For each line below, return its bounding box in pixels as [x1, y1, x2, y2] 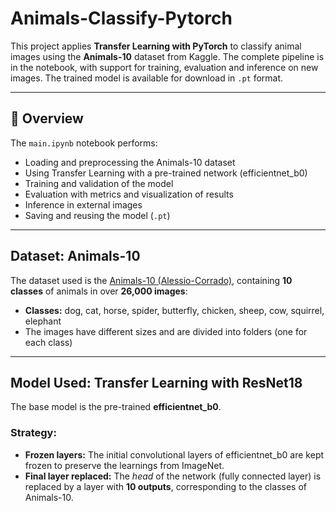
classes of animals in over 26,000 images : [10, 285, 188, 297]
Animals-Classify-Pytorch [10, 7, 233, 30]
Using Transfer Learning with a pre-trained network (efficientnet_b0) [24, 167, 308, 179]
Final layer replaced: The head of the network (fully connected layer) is [24, 470, 322, 482]
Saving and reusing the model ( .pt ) [24, 209, 171, 221]
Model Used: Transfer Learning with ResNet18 [10, 374, 303, 391]
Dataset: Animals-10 [10, 248, 141, 265]
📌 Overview [10, 110, 84, 127]
